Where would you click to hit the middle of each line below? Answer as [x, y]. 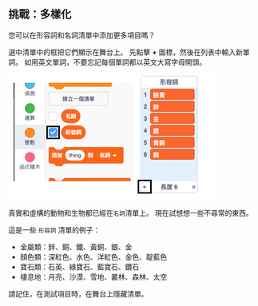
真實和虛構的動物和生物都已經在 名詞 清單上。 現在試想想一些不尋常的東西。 [131, 213]
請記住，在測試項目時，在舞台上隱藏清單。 [78, 293]
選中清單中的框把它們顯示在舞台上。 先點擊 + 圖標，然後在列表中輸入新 [126, 52]
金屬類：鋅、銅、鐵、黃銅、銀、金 [76, 247]
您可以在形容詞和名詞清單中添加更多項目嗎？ [82, 35]
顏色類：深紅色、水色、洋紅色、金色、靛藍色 [93, 256]
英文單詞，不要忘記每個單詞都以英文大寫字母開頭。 [122, 62]
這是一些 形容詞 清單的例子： [54, 229]
